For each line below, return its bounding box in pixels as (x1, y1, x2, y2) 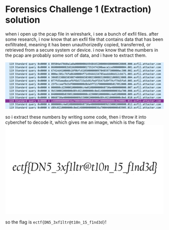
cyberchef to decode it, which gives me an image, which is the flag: (5, 119, 145, 125)
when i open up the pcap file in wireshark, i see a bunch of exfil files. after (5, 31, 159, 37)
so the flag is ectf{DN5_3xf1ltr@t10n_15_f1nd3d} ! (5, 219, 107, 225)
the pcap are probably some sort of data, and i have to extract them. (5, 52, 147, 58)
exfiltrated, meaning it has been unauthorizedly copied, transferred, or (5, 41, 151, 47)
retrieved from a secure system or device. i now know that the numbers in (5, 47, 158, 53)
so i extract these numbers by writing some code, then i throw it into (5, 114, 147, 120)
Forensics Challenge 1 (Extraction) (5, 4, 152, 15)
